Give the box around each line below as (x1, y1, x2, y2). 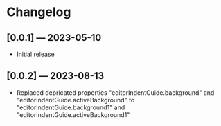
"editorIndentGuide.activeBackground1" (16, 110, 130, 118)
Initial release (16, 50, 55, 58)
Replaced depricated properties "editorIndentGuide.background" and (16, 88, 215, 97)
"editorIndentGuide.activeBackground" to (16, 96, 135, 104)
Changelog (6, 4, 71, 20)
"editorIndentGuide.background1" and (16, 103, 125, 111)
